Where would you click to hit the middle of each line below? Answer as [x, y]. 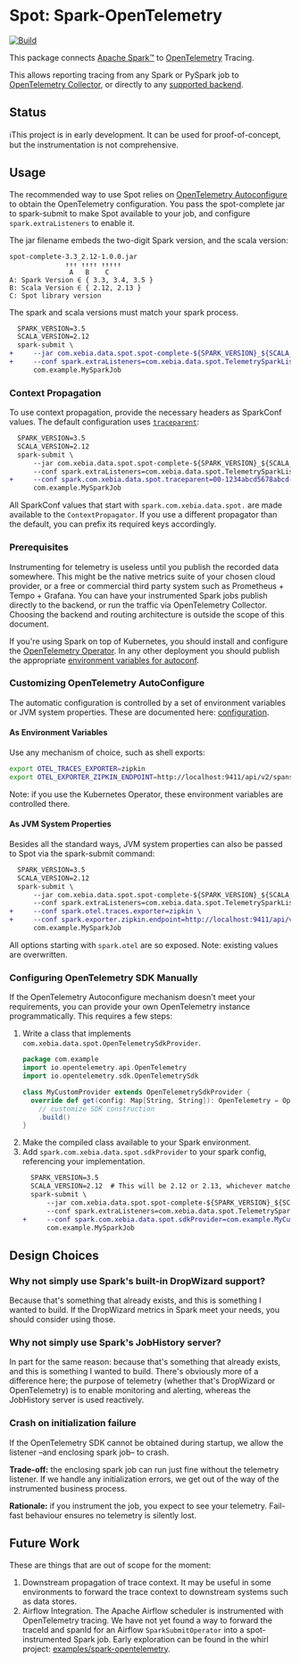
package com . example [60, 1060]
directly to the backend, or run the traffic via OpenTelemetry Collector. [138, 605]
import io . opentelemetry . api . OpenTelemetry [104, 1068]
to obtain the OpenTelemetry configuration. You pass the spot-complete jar [147, 204]
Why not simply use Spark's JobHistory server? [115, 1343]
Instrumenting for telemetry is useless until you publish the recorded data [144, 567]
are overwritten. [39, 954]
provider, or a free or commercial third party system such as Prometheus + [147, 585]
